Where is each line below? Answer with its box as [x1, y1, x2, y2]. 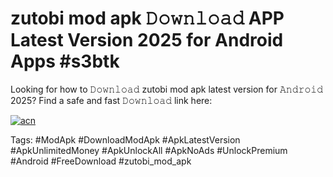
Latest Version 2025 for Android [10, 29, 284, 52]
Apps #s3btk [10, 50, 120, 73]
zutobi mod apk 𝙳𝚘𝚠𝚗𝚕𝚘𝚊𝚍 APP [10, 7, 285, 30]
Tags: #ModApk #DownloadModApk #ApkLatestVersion [10, 133, 241, 146]
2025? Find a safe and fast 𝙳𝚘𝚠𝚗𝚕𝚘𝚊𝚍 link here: [10, 94, 213, 106]
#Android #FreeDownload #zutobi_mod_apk [10, 155, 192, 167]
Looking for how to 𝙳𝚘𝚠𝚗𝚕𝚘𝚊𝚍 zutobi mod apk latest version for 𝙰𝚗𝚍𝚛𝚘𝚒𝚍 [10, 83, 324, 95]
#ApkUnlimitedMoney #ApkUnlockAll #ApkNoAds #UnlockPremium [10, 144, 288, 156]
